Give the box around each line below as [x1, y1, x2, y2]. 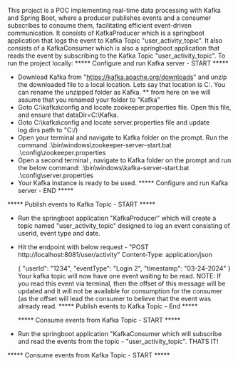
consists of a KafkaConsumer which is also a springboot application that [7, 44, 220, 52]
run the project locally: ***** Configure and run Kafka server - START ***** [7, 59, 229, 67]
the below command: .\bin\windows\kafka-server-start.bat [17, 164, 190, 172]
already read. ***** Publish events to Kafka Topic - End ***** [17, 302, 198, 310]
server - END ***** [17, 187, 74, 194]
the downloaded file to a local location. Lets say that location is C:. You [17, 80, 226, 88]
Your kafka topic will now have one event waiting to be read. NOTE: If [17, 272, 222, 280]
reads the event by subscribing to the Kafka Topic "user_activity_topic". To [7, 51, 226, 60]
